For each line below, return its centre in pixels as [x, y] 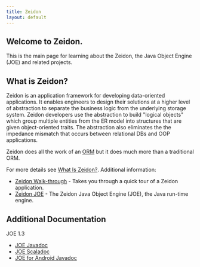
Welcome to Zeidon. [44, 42]
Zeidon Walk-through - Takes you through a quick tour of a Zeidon [96, 181]
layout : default [26, 17]
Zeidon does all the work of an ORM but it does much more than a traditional [100, 152]
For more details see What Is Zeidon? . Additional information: [81, 170]
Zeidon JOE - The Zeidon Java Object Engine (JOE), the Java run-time [101, 194]
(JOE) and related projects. [39, 62]
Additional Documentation [56, 219]
